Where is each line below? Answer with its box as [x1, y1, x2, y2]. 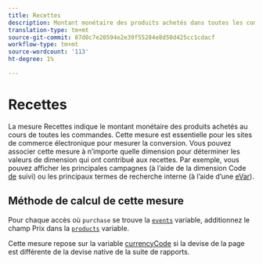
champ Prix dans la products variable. [8, 223, 130, 233]
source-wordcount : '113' [8, 48, 89, 56]
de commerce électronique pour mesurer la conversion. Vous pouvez [8, 138, 232, 147]
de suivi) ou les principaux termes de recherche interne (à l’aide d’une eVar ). [8, 172, 254, 181]
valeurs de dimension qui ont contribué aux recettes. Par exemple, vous [8, 154, 240, 165]
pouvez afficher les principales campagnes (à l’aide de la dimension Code [8, 163, 247, 172]
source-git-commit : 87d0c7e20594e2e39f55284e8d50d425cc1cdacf [8, 33, 215, 42]
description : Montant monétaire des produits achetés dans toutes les [8, 19, 243, 27]
